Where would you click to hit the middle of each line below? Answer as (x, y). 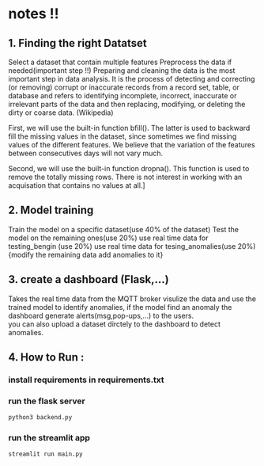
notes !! (34, 14)
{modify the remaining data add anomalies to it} (86, 254)
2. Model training (51, 210)
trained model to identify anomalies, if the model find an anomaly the (120, 307)
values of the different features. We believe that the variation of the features (132, 145)
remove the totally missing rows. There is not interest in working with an (125, 177)
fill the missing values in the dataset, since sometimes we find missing (123, 136)
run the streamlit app (49, 438)
